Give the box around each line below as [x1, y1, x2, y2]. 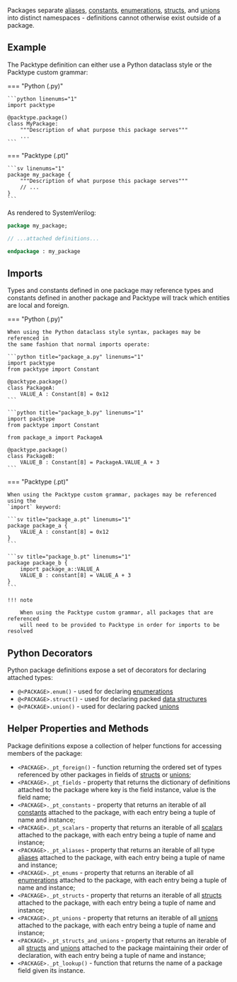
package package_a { [7, 523, 69, 530]
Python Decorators [7, 647, 93, 659]
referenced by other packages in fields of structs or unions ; [17, 770, 192, 779]
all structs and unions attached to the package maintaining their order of [17, 943, 229, 952]
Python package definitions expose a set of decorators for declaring [7, 666, 207, 674]
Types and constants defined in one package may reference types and [7, 286, 214, 295]
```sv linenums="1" [7, 164, 65, 172]
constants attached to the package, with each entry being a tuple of [17, 808, 216, 816]
